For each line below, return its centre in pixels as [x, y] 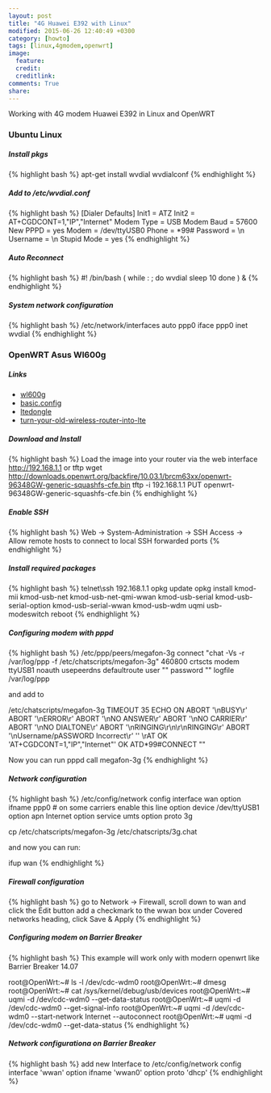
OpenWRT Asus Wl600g [57, 355]
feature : [30, 61]
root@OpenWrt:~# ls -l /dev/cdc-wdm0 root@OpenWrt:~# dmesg [117, 982]
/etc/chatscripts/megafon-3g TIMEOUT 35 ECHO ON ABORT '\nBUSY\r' [128, 710]
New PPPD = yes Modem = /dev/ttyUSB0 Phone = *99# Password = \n [127, 230]
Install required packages [52, 568]
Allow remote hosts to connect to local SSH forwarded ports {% [114, 541]
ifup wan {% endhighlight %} [56, 863]
